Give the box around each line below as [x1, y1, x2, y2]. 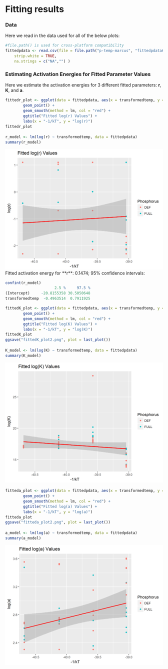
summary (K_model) [5, 353, 41, 358]
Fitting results [5, 3, 64, 15]
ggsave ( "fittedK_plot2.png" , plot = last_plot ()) [5, 337, 111, 342]
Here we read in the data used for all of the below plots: [5, 32, 120, 38]
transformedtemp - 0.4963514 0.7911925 [5, 296, 91, 301]
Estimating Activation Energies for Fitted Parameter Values [5, 70, 151, 77]
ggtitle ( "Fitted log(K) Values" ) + [23, 321, 97, 326]
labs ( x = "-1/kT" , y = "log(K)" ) [23, 326, 93, 332]
